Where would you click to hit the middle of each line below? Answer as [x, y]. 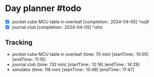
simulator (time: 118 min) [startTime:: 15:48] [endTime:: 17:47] [73, 69]
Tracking [19, 43]
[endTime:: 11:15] [29, 59]
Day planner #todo [43, 8]
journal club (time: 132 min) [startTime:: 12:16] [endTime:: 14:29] [76, 64]
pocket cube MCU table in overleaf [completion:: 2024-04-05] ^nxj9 [80, 22]
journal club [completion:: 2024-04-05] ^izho [57, 27]
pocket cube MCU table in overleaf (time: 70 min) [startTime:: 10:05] [80, 54]
